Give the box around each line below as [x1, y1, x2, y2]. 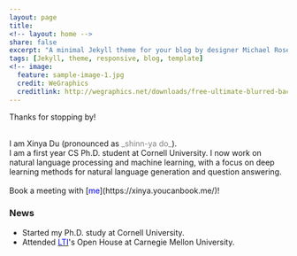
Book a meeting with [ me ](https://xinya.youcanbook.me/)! [9, 185, 220, 196]
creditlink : [17, 87, 62, 96]
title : [9, 21, 34, 30]
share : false [9, 37, 57, 47]
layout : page [9, 12, 57, 22]
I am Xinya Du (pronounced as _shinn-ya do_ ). [9, 138, 178, 149]
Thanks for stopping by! [9, 112, 96, 122]
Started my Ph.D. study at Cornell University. [21, 227, 185, 237]
